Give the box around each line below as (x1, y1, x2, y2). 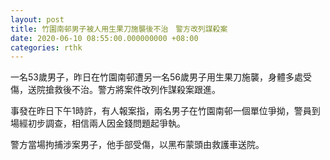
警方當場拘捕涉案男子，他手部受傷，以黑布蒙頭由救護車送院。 (10, 139, 265, 151)
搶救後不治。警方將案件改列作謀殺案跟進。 (44, 84, 221, 96)
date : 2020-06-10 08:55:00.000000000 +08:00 (10, 33, 199, 43)
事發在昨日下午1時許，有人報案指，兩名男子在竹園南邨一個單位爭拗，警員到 (10, 105, 321, 117)
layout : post (10, 14, 65, 25)
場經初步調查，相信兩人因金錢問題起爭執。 (10, 117, 186, 130)
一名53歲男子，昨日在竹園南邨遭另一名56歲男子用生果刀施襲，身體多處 (10, 71, 303, 83)
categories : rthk (10, 42, 83, 53)
